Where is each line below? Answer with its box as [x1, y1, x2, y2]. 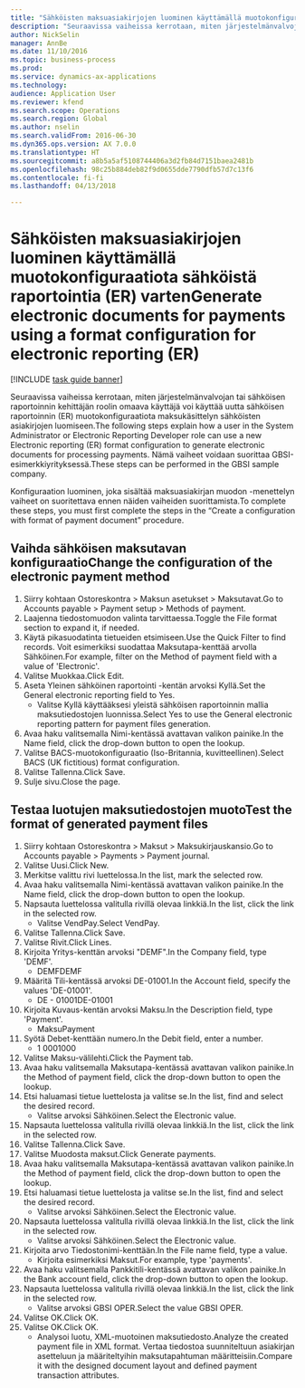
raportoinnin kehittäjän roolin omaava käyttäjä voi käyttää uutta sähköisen [10, 401, 284, 412]
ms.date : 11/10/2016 [10, 47, 89, 56]
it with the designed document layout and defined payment [36, 1360, 257, 1371]
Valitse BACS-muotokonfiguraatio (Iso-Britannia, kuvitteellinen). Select [23, 747, 284, 758]
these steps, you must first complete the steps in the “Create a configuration [10, 505, 296, 516]
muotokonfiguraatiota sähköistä [10, 267, 257, 288]
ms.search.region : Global [10, 114, 108, 123]
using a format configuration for [10, 325, 256, 345]
